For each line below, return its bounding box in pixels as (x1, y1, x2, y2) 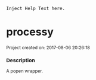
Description (6, 57, 36, 64)
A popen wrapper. (6, 68, 44, 74)
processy (6, 25, 54, 39)
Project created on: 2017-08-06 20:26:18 (6, 44, 91, 50)
